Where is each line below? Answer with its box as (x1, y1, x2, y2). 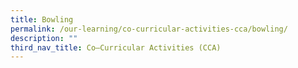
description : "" (10, 33, 78, 43)
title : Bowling (10, 14, 74, 25)
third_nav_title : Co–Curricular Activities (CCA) (10, 42, 222, 53)
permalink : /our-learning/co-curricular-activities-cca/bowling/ (10, 24, 288, 34)
